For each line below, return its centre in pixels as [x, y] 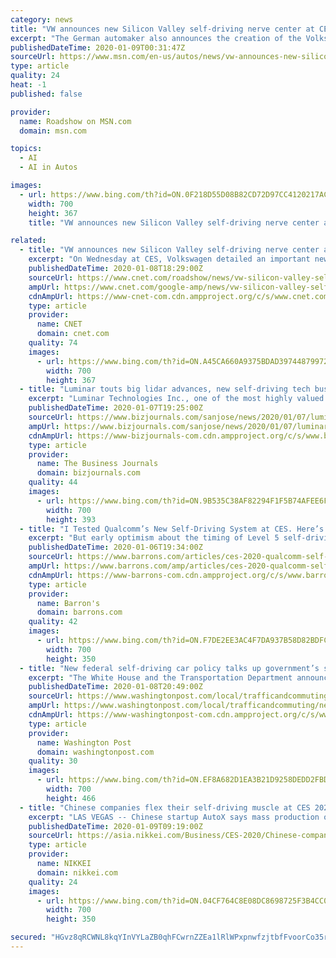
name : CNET [59, 324]
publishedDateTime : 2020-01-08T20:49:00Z [115, 687]
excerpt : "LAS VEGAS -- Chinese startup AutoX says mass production [174, 817]
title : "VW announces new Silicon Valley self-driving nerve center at [162, 29]
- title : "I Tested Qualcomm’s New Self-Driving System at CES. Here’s [172, 529]
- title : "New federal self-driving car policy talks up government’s [169, 668]
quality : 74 [53, 343]
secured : [28, 937]
